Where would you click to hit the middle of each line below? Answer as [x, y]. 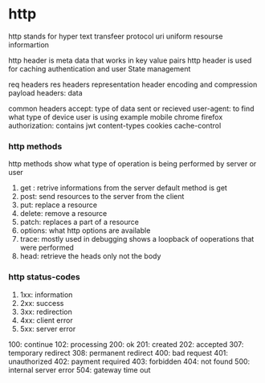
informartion [29, 44]
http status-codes [44, 277]
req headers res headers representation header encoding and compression [133, 84]
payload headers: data [45, 92]
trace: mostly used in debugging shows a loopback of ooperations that [137, 239]
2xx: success [42, 303]
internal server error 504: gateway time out [79, 369]
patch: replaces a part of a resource [79, 222]
